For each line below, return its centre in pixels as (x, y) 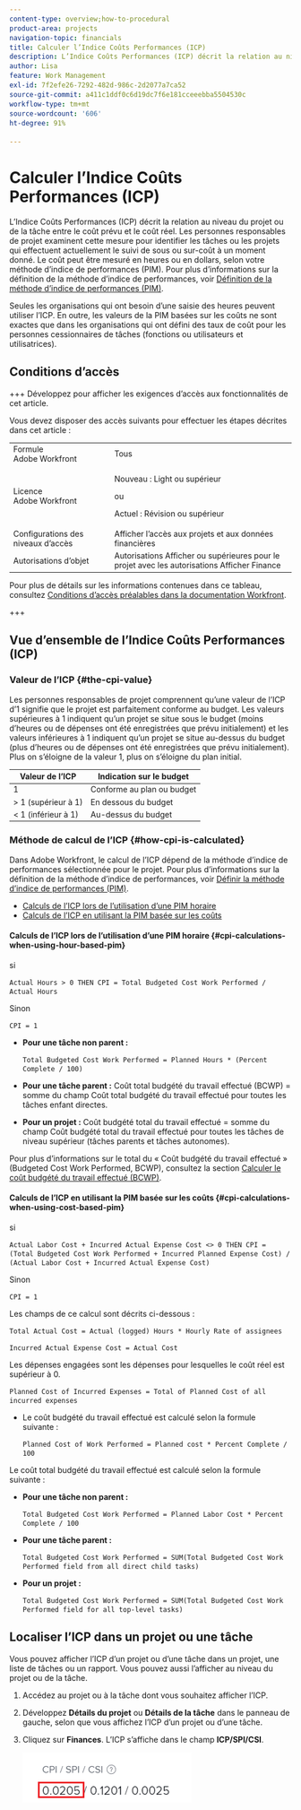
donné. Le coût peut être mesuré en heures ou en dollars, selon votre (137, 260)
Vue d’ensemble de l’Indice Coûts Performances (147, 641)
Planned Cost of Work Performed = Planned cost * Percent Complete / (155, 1445)
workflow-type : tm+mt (50, 104)
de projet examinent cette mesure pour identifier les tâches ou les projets (145, 241)
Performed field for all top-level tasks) (103, 1610)
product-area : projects (54, 28)
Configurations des (48, 534)
